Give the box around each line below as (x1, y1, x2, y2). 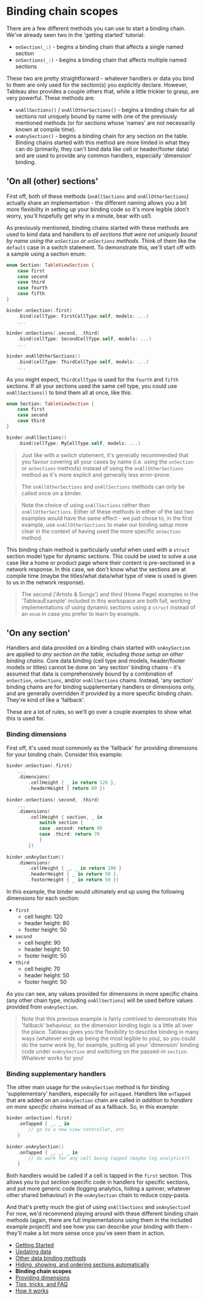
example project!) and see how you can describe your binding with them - (6, 1223, 193, 1231)
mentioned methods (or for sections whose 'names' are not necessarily (15, 119, 196, 127)
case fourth (17, 285, 48, 291)
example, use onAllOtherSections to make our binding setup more (21, 521, 188, 528)
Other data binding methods (15, 1255, 87, 1262)
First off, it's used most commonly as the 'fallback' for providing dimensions (6, 744, 198, 751)
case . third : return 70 (39, 831, 100, 837)
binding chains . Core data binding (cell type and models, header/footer (6, 657, 185, 664)
